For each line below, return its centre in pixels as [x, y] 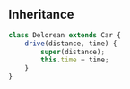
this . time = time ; [75, 60]
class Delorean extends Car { [65, 35]
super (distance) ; [73, 52]
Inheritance [41, 15]
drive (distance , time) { [71, 44]
